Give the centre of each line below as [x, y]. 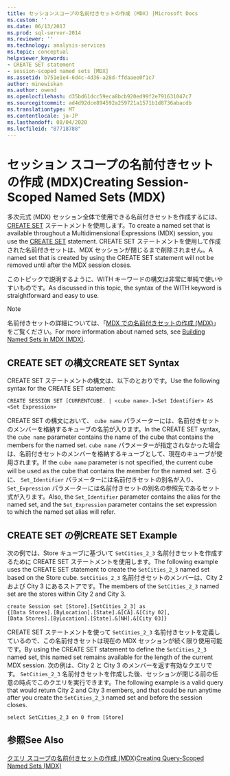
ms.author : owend [32, 90]
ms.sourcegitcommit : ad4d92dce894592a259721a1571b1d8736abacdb [100, 103]
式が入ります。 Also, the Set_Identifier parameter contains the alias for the [114, 497]
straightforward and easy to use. [53, 296]
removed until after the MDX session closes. [69, 265]
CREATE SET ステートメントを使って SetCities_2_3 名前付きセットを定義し [114, 632]
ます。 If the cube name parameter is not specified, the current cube [119, 462]
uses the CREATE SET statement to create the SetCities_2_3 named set [108, 569]
